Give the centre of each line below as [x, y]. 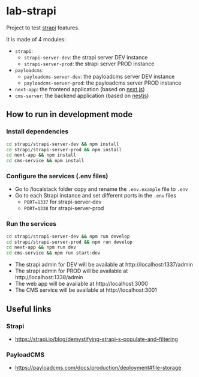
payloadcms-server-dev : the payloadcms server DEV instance [99, 76]
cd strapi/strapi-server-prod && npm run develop [70, 242]
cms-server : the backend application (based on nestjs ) [82, 95]
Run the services [31, 224]
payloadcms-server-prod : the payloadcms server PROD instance [102, 83]
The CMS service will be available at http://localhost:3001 [86, 290]
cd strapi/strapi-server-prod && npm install [64, 149]
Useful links [29, 309]
